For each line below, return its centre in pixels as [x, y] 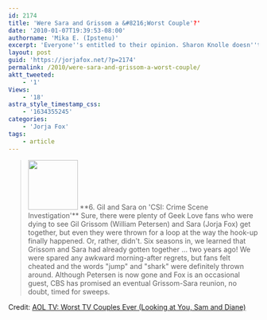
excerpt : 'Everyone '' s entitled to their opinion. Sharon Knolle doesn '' [133, 45]
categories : [28, 119]
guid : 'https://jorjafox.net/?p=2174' [72, 60]
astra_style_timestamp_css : [55, 104]
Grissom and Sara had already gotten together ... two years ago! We [139, 249]
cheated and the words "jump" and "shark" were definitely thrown [136, 266]
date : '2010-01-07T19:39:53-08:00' [67, 30]
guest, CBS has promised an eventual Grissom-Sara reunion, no [132, 283]
